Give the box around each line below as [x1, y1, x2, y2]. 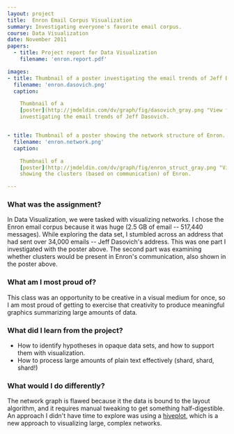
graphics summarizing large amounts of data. [7, 308, 138, 316]
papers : [7, 43, 30, 50]
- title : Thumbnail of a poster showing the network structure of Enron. [7, 132, 226, 139]
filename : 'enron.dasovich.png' [13, 81, 108, 88]
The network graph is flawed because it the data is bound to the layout [7, 397, 210, 405]
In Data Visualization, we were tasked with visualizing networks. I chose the [7, 216, 224, 224]
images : [7, 68, 30, 75]
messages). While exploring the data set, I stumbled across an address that [7, 230, 224, 239]
